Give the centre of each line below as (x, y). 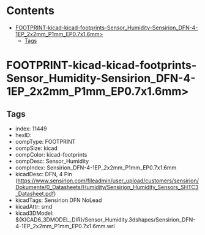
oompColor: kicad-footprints (51, 154)
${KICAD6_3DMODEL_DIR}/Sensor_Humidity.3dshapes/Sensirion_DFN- (105, 219)
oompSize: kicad (36, 148)
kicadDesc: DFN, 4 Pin (43, 174)
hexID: (23, 135)
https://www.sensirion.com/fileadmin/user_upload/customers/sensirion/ (108, 181)
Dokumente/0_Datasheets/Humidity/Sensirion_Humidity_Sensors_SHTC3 (107, 187)
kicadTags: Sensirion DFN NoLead (58, 200)
